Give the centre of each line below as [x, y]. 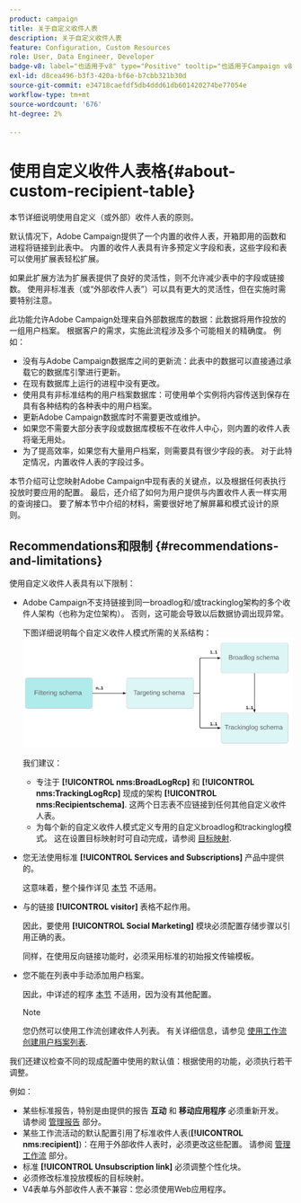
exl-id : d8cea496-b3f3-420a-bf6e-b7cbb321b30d [98, 76]
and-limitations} [56, 560]
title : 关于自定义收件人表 [54, 28]
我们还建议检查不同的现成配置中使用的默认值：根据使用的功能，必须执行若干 [151, 1061]
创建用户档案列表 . [55, 1042]
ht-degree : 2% [36, 114]
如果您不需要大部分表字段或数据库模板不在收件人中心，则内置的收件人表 [156, 429]
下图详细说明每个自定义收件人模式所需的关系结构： [117, 632]
